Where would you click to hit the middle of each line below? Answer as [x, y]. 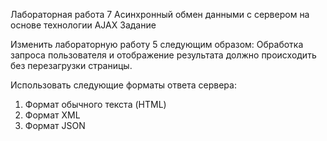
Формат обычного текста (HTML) [95, 104]
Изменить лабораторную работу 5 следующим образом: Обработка [157, 44]
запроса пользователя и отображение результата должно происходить [163, 55]
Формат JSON [55, 125]
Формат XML [52, 115]
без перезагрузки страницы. [71, 65]
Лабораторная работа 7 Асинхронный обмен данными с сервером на [160, 14]
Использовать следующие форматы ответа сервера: [123, 85]
